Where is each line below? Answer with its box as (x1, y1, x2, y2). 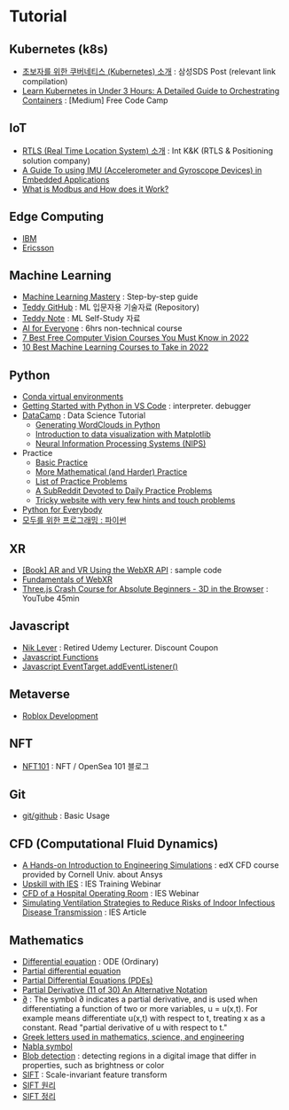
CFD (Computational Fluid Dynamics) (9, 836, 219, 851)
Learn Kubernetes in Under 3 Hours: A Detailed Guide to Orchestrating (21, 86, 280, 96)
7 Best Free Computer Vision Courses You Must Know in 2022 (21, 333, 250, 343)
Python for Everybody (21, 504, 103, 516)
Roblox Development (21, 710, 99, 720)
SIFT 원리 (21, 1080, 56, 1090)
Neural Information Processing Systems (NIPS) (35, 438, 207, 449)
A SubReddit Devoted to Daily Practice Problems (35, 485, 213, 496)
